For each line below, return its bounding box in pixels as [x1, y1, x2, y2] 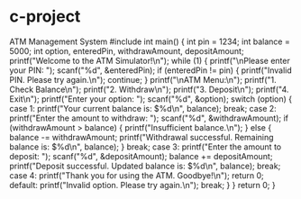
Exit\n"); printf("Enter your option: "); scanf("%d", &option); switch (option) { [9, 93, 293, 104]
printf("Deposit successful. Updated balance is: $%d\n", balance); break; [9, 160, 281, 171]
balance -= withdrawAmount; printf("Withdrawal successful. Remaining [9, 131, 274, 142]
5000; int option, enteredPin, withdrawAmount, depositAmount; [9, 45, 245, 56]
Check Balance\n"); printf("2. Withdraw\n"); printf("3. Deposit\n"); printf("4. [9, 84, 289, 95]
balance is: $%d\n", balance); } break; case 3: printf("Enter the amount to [9, 141, 282, 152]
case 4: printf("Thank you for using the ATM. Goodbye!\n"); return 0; [9, 169, 264, 181]
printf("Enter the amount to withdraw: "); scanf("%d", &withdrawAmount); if [9, 113, 289, 123]
